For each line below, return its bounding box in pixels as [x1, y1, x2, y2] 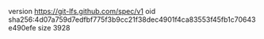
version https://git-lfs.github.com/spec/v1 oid [8, 7, 156, 16]
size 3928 [37, 23, 71, 32]
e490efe [8, 23, 36, 32]
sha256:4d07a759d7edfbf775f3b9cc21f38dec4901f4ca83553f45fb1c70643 [8, 15, 256, 24]
